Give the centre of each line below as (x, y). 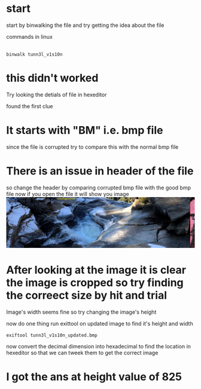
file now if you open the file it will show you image (68, 194)
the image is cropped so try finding (95, 282)
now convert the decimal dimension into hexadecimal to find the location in (99, 346)
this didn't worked (52, 78)
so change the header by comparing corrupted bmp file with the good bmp (99, 188)
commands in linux (29, 36)
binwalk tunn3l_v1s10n (34, 54)
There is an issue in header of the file (100, 171)
